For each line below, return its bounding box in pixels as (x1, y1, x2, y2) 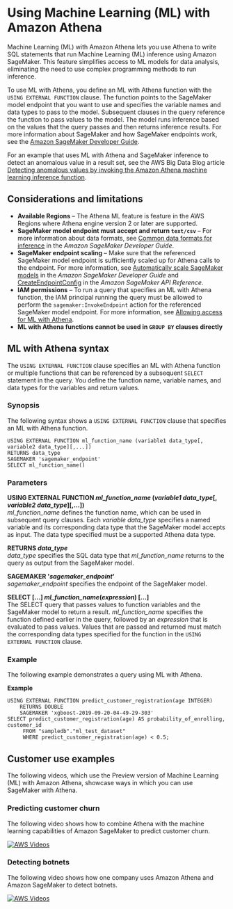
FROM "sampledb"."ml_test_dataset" (22, 728, 127, 735)
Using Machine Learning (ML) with (7, 5, 211, 21)
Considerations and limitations (7, 193, 144, 205)
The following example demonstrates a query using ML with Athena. (7, 670, 203, 679)
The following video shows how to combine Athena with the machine (7, 819, 204, 828)
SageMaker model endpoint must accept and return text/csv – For (17, 226, 212, 234)
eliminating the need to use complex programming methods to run (7, 65, 197, 73)
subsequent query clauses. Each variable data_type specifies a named (7, 516, 211, 524)
